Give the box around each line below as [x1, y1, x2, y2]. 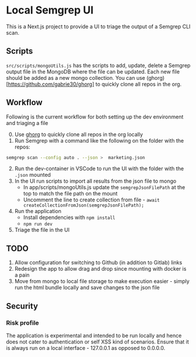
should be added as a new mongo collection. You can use [6, 74, 146, 81]
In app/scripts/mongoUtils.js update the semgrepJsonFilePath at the [23, 184, 185, 191]
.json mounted [14, 171, 51, 178]
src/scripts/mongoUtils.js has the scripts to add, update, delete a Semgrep [6, 62, 191, 69]
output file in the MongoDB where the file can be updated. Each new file [6, 68, 180, 75]
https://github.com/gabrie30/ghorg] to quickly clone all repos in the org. [8, 80, 182, 87]
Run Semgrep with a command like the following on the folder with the [14, 137, 184, 144]
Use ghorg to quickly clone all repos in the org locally [14, 130, 143, 138]
